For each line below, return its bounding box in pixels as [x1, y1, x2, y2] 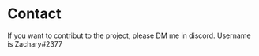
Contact [7, 5, 62, 23]
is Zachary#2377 [7, 39, 63, 48]
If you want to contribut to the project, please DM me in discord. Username [7, 31, 251, 40]
